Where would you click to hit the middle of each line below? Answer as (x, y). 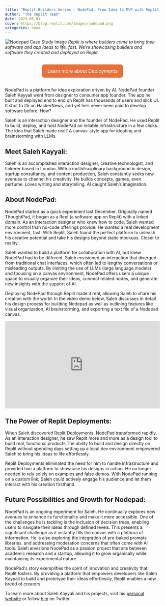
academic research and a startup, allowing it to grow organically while (76, 553)
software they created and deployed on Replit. (52, 53)
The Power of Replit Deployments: (58, 421)
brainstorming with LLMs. (31, 136)
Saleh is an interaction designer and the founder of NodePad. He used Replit (82, 121)
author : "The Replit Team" (33, 14)
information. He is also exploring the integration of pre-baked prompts (76, 538)
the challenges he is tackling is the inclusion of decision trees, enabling (77, 522)
